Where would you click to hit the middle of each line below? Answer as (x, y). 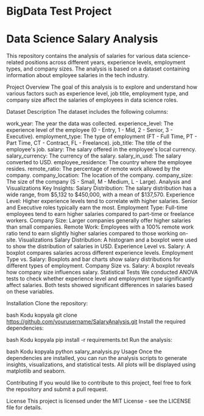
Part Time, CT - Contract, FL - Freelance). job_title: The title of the (89, 143)
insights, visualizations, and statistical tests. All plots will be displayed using (101, 365)
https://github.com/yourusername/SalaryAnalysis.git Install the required (96, 322)
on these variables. (30, 292)
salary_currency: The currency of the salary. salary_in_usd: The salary (94, 156)
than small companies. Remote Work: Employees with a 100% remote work (100, 227)
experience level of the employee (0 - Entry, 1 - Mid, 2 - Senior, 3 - (90, 130)
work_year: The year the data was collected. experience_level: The (90, 123)
